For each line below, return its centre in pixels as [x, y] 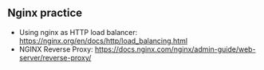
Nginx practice [45, 13]
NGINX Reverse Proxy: [56, 49]
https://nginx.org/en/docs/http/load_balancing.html [103, 41]
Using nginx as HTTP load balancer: [78, 32]
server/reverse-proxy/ [55, 57]
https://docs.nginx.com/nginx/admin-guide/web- [175, 49]
